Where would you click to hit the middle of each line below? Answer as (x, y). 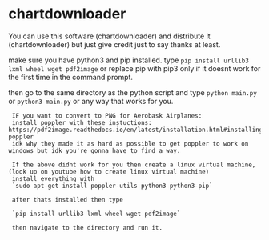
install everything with (53, 178)
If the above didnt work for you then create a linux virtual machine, (134, 165)
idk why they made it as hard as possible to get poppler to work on (130, 144)
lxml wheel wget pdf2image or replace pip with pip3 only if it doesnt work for (134, 68)
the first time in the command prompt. (71, 77)
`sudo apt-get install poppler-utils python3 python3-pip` (112, 186)
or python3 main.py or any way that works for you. (91, 101)
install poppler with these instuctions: (82, 122)
